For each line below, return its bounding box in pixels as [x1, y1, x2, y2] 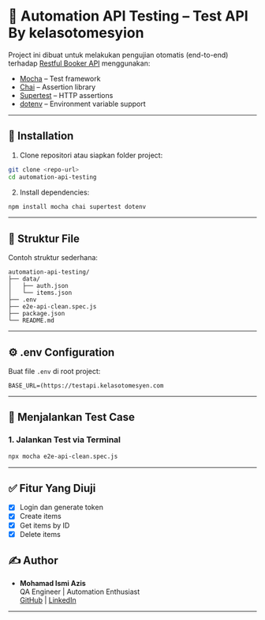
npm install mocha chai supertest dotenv [8, 202, 147, 210]
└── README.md [8, 316, 55, 325]
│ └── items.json [8, 289, 73, 297]
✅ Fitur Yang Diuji [8, 482, 96, 495]
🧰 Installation [8, 130, 74, 143]
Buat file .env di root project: [8, 367, 101, 376]
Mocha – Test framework [19, 74, 101, 83]
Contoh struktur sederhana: [8, 253, 99, 263]
